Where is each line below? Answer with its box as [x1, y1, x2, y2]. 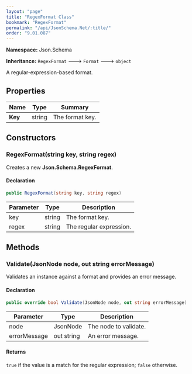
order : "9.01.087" [6, 30, 51, 36]
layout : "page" [6, 8, 43, 15]
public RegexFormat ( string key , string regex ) [6, 190, 122, 196]
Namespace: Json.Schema [6, 46, 72, 53]
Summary [60, 103, 89, 111]
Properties [6, 86, 46, 96]
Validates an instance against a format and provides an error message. [6, 273, 177, 280]
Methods [6, 243, 40, 252]
